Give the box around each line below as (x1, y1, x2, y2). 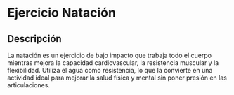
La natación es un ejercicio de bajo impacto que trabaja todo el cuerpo (7, 51, 212, 59)
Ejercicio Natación (7, 5, 116, 21)
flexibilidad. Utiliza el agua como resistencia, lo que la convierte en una (7, 66, 213, 74)
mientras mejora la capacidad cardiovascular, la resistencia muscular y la (7, 59, 219, 67)
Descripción (7, 33, 62, 45)
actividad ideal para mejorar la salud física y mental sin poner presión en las (7, 73, 227, 82)
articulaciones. (7, 81, 51, 89)
